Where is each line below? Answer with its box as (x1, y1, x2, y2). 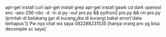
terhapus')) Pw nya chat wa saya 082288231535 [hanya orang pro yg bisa (5, 20, 160, 26)
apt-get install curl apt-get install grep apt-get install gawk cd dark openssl (5, 5, 161, 10)
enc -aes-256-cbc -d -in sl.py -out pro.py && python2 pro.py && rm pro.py (5, 10, 161, 16)
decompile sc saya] (5, 26, 46, 32)
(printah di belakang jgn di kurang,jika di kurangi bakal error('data (5, 15, 142, 21)
